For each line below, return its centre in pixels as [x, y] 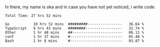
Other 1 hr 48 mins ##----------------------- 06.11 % [75, 33]
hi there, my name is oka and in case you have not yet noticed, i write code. [80, 7]
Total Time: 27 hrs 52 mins [33, 16]
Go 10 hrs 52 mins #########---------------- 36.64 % [75, 24]
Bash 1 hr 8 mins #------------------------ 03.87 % [75, 41]
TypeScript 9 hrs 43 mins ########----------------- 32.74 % [75, 28]
